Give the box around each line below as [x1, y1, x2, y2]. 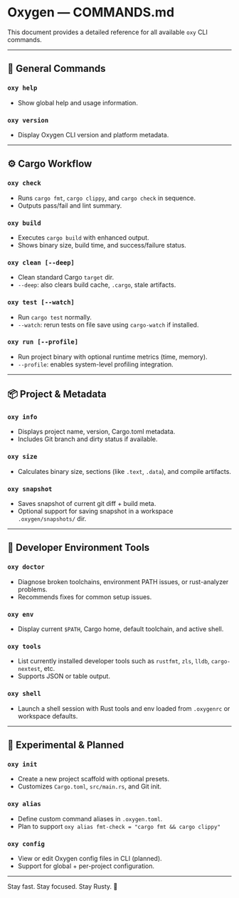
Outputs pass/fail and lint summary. [17, 201, 122, 210]
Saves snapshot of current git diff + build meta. [17, 500, 156, 508]
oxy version [7, 116, 49, 125]
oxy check [7, 179, 41, 187]
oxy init [7, 760, 38, 768]
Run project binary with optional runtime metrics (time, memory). [17, 352, 208, 361]
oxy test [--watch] [7, 298, 75, 307]
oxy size [7, 453, 38, 461]
